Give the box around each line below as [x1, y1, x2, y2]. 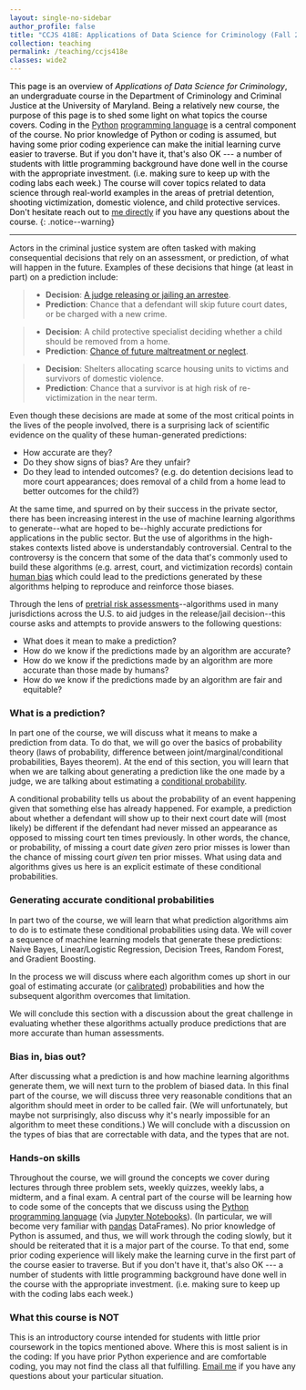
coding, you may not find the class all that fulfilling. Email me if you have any [9, 1361, 296, 1372]
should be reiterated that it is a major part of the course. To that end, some [9, 1241, 290, 1251]
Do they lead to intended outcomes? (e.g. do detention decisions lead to [22, 467, 294, 477]
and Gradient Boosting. [9, 953, 97, 964]
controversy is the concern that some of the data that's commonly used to [9, 552, 289, 562]
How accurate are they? [22, 448, 113, 458]
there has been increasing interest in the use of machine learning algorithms [9, 513, 296, 524]
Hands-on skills [9, 1151, 81, 1164]
